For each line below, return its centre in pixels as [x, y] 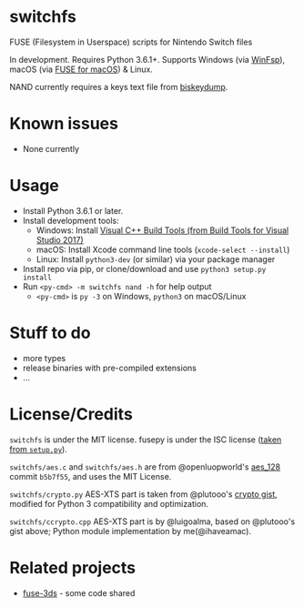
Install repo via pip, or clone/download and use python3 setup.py [144, 268]
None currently [51, 148]
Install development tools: [71, 220]
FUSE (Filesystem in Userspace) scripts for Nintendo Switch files [131, 42]
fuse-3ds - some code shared [79, 592]
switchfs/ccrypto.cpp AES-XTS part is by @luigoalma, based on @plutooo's [152, 521]
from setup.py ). [39, 449]
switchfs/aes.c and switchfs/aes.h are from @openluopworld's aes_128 [145, 467]
